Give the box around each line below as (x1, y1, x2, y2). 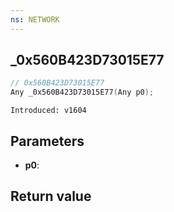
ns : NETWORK (10, 14, 60, 25)
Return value (10, 188, 92, 205)
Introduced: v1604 (10, 106, 87, 116)
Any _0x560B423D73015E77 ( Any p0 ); (10, 87, 155, 98)
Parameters (10, 132, 85, 150)
